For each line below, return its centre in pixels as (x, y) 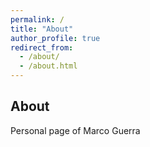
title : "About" (42, 29)
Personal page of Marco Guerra (75, 130)
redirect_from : (42, 47)
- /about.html (48, 66)
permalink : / (37, 19)
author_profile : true (55, 38)
